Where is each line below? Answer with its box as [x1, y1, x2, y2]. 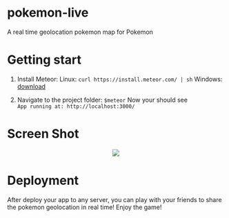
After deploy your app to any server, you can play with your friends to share [7, 195, 222, 203]
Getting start [7, 52, 81, 68]
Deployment [7, 173, 79, 188]
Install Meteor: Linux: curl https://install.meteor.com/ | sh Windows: [17, 75, 223, 83]
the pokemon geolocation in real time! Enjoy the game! [7, 203, 162, 211]
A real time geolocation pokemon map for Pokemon [7, 28, 154, 36]
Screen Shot [7, 126, 79, 142]
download [17, 82, 46, 91]
